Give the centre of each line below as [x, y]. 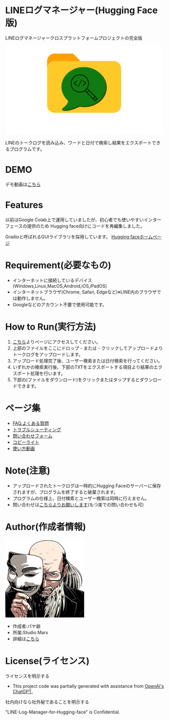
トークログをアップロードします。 [48, 354]
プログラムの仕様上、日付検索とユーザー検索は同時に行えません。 [81, 498]
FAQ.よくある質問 [31, 423]
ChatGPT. [22, 691]
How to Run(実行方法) [51, 327]
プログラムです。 [27, 149]
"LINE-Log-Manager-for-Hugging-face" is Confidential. [63, 712]
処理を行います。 [48, 373]
